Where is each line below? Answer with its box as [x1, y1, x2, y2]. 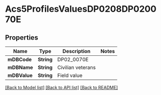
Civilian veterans [57, 64, 96, 71]
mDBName [7, 64, 33, 71]
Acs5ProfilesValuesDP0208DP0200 [5, 3, 157, 15]
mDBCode [7, 56, 32, 63]
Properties [5, 33, 38, 42]
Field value [57, 72, 83, 79]
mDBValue [7, 72, 33, 79]
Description [62, 48, 91, 54]
